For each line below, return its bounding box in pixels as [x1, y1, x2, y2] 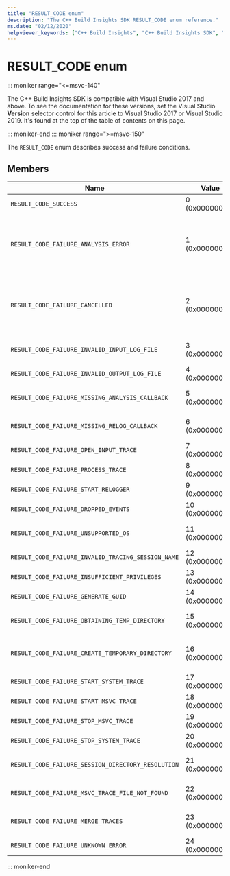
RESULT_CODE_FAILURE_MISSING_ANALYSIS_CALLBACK [10, 394, 169, 401]
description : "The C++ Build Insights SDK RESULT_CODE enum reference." [7, 16, 219, 23]
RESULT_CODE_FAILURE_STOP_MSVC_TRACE [10, 718, 133, 724]
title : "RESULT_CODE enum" [7, 10, 84, 17]
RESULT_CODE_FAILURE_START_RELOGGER [10, 486, 130, 493]
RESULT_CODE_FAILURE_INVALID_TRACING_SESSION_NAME [10, 554, 179, 561]
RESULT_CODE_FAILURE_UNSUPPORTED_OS [10, 530, 130, 537]
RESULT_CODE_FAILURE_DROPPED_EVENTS [10, 506, 130, 513]
